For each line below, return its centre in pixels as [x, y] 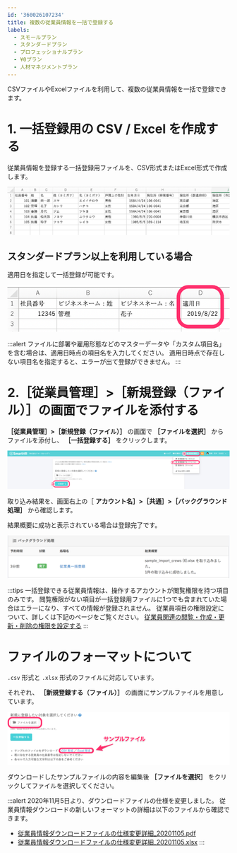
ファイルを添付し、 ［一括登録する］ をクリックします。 [89, 440]
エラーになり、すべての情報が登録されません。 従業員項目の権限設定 [119, 608]
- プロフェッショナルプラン [48, 52]
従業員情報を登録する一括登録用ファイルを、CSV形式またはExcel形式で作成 [117, 167]
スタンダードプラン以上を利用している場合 [100, 256]
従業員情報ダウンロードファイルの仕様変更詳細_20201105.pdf [107, 833]
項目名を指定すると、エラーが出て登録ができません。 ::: [100, 361]
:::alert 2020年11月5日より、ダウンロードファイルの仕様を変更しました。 [113, 801]
